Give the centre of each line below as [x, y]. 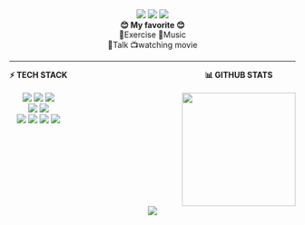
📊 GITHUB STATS [239, 75]
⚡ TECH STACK [39, 75]
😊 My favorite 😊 [152, 25]
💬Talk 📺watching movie [152, 45]
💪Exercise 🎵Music [152, 34]
